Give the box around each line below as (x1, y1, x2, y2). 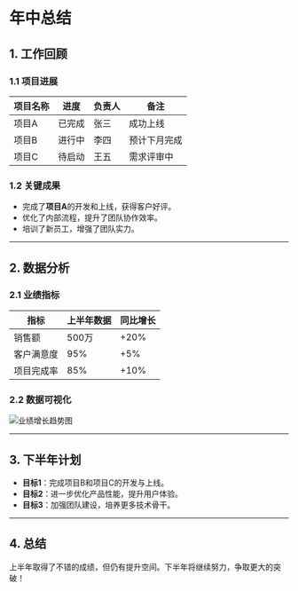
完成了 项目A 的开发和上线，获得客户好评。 (21, 201, 176, 212)
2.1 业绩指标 (9, 289, 60, 302)
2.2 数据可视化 (9, 393, 72, 406)
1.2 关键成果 (9, 179, 61, 192)
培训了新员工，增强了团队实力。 (21, 224, 139, 234)
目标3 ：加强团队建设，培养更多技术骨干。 (21, 499, 176, 510)
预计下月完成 (129, 134, 184, 146)
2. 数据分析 (9, 260, 70, 275)
